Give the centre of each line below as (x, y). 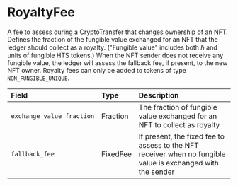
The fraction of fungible (178, 107)
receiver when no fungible (182, 154)
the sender (157, 172)
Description (159, 95)
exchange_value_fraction (53, 116)
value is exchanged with (179, 163)
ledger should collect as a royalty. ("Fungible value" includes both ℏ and (112, 47)
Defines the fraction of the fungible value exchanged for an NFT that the (113, 39)
